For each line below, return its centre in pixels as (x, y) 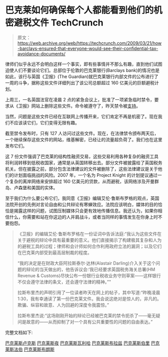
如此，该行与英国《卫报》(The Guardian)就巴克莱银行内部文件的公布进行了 (82, 76)
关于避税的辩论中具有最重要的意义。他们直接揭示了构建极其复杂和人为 (89, 240)
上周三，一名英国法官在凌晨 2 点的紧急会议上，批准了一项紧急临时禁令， (80, 99)
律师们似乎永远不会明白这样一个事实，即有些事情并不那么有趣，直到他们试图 (84, 64)
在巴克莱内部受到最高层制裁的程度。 (55, 252)
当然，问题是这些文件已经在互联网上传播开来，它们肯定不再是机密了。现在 (82, 116)
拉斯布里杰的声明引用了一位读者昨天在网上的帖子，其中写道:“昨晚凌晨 (89, 292)
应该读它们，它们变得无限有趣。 (47, 122)
